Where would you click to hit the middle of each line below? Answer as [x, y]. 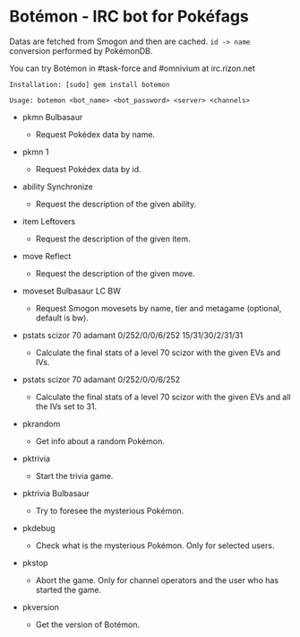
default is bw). [62, 318]
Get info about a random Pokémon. [100, 441]
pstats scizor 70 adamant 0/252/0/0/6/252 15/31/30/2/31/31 [133, 335]
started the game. [68, 589]
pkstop [35, 563]
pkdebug [39, 528]
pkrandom [41, 423]
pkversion [41, 606]
